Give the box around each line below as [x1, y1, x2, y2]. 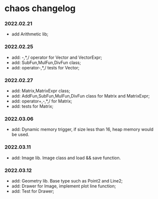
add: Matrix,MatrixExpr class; [11, 88, 70, 94]
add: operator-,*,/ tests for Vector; [11, 65, 79, 70]
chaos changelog [4, 3, 76, 14]
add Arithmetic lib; [11, 31, 48, 37]
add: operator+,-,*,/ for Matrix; [11, 98, 72, 104]
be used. [11, 132, 30, 137]
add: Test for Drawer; [11, 188, 54, 194]
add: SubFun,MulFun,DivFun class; [11, 59, 81, 66]
